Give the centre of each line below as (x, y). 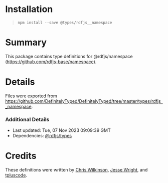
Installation (29, 9)
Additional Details (27, 119)
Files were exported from (31, 96)
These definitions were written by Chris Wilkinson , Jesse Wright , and (76, 170)
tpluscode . (16, 175)
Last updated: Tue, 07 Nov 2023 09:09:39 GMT (62, 130)
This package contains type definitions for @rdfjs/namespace (69, 56)
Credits (21, 156)
